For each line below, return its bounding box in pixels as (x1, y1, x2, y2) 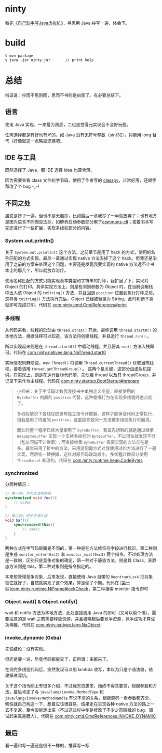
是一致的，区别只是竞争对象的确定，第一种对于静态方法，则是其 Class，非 (5, 557, 153, 563)
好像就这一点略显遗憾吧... (13, 138, 64, 144)
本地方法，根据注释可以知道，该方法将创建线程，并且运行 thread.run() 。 (5, 333, 152, 339)
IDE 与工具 (5, 154, 36, 162)
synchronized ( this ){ (13, 522, 55, 527)
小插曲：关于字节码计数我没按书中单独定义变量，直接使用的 (16, 388, 135, 394)
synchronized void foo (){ (5, 496, 57, 500)
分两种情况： (5, 481, 30, 487)
